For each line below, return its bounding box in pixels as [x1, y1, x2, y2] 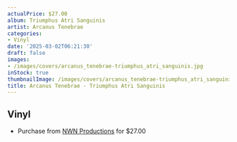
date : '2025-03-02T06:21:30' [7, 43, 93, 50]
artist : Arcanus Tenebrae [7, 23, 83, 30]
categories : [7, 30, 42, 37]
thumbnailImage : [7, 75, 55, 83]
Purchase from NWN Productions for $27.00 [17, 127, 146, 136]
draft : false [7, 50, 46, 57]
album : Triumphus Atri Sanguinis [7, 17, 106, 24]
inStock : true [7, 69, 49, 76]
